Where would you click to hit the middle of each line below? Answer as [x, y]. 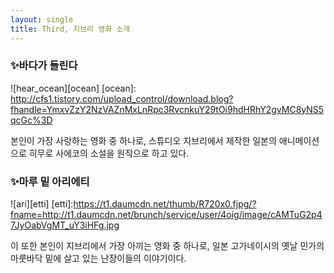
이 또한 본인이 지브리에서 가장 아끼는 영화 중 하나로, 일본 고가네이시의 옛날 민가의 [167, 246]
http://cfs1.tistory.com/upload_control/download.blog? [122, 98]
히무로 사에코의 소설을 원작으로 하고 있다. [109, 153]
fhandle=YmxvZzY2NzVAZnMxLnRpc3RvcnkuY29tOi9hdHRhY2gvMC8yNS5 [167, 109]
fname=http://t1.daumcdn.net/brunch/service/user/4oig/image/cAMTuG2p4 [166, 215]
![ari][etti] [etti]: [42, 204]
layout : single [42, 19]
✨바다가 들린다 [44, 66]
